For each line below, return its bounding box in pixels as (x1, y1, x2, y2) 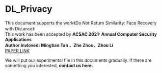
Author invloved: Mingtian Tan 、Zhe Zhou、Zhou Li (5, 42, 114, 48)
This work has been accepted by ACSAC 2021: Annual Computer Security (5, 31, 157, 37)
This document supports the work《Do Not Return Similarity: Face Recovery (5, 20, 157, 25)
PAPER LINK (5, 48, 30, 53)
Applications (5, 36, 32, 42)
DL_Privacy (5, 3, 53, 15)
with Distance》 (5, 25, 35, 31)
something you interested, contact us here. (5, 62, 93, 68)
